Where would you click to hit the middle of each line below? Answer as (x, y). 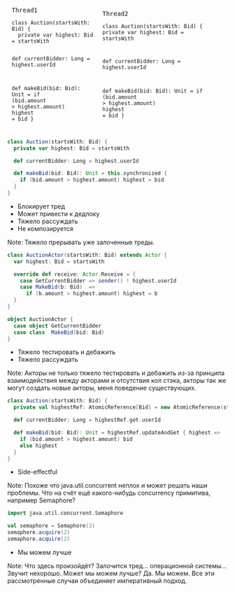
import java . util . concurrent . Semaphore (65, 513)
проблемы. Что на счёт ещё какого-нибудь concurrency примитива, (109, 493)
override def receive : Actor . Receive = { (75, 274)
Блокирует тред (41, 206)
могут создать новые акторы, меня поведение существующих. (102, 388)
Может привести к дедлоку (58, 213)
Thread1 (25, 10)
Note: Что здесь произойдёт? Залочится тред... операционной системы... (117, 565)
